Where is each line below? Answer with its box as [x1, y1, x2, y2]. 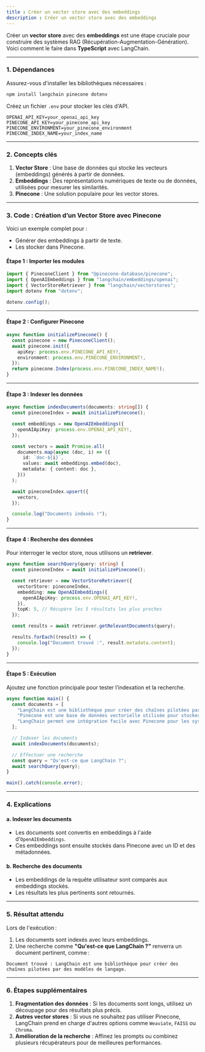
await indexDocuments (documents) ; [12, 740, 99, 747]
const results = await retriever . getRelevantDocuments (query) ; [12, 623, 176, 629]
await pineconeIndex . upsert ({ [12, 488, 88, 495]
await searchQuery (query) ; [12, 763, 81, 769]
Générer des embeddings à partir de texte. [15, 237, 123, 244]
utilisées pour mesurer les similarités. [15, 183, 109, 190]
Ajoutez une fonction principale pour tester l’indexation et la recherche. [6, 683, 185, 691]
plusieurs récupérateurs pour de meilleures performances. [15, 1039, 163, 1046]
